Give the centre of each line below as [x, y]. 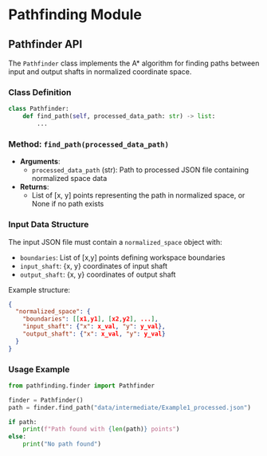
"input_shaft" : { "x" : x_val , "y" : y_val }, [94, 327]
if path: [23, 422]
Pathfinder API [45, 44]
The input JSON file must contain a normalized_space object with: [115, 242]
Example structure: [39, 289]
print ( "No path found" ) [62, 444]
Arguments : [40, 162]
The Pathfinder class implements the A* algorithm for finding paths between [134, 63]
